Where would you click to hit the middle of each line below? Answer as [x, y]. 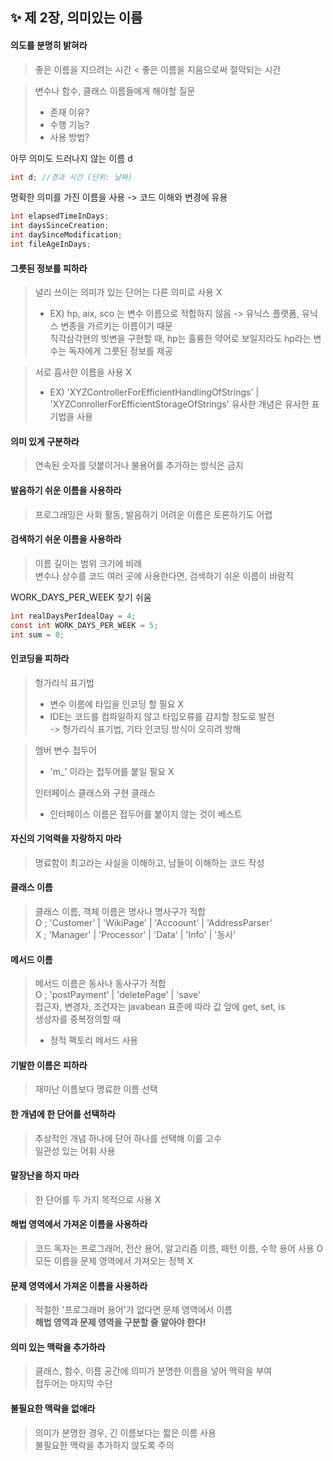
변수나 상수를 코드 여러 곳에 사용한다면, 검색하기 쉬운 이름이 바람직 [164, 575]
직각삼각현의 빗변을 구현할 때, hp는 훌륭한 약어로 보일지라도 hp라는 [180, 339]
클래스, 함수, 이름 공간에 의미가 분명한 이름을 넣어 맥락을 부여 [153, 1371]
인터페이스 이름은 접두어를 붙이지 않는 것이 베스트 [146, 814]
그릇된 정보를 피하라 [49, 268]
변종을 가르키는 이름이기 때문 [116, 326]
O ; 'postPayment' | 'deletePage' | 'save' [118, 995]
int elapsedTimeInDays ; [60, 216]
